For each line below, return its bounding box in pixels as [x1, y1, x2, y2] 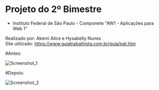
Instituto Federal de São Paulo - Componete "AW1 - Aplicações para [12, 20, 154, 26]
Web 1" [12, 25, 28, 31]
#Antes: [5, 50, 22, 56]
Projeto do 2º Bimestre [5, 4, 102, 15]
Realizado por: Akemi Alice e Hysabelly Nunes [5, 35, 101, 41]
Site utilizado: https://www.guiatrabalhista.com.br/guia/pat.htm [5, 40, 136, 46]
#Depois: [5, 69, 24, 76]
